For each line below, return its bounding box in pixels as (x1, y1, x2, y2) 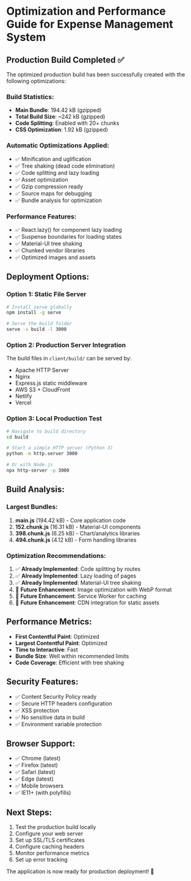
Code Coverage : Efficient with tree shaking (15, 659, 124, 666)
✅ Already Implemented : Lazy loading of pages (15, 572, 137, 579)
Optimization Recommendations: (6, 551, 106, 560)
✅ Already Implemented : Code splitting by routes (15, 565, 141, 573)
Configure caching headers (15, 843, 84, 850)
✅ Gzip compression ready (15, 182, 84, 190)
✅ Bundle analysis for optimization (15, 196, 102, 204)
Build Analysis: (6, 485, 65, 495)
